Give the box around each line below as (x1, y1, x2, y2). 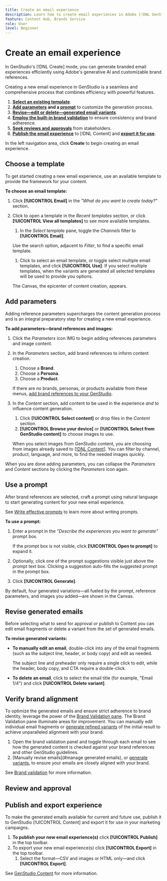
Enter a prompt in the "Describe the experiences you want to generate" (12, 528, 158, 534)
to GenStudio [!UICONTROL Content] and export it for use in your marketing (5, 819, 161, 825)
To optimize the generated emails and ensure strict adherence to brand (5, 708, 151, 714)
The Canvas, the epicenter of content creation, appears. (12, 283, 128, 289)
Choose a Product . (19, 375, 59, 381)
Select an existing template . (12, 99, 72, 105)
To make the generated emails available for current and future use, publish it (5, 814, 162, 820)
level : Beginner (5, 26, 39, 31)
